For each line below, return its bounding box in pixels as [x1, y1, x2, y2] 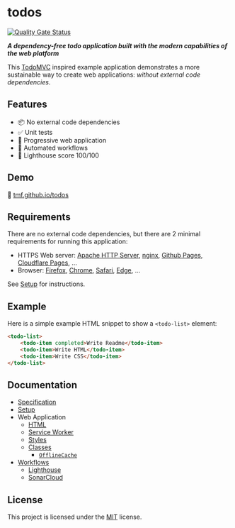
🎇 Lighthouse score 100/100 [17, 150, 99, 160]
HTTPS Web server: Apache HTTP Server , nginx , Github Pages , [17, 251, 203, 260]
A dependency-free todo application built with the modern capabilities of [7, 41, 228, 50]
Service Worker [28, 428, 74, 436]
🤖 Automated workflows [17, 143, 88, 152]
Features [7, 99, 47, 111]
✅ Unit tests [17, 128, 53, 136]
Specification [17, 398, 57, 407]
